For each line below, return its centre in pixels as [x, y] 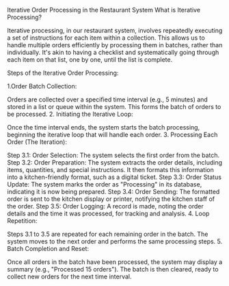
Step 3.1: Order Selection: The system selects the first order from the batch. [113, 155]
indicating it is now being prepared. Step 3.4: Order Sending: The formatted [113, 192]
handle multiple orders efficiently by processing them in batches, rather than [115, 45]
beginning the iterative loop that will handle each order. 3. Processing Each [112, 134]
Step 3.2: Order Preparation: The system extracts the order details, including [115, 163]
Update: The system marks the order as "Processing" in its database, [105, 184]
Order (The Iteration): [37, 142]
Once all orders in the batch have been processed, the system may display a [115, 262]
